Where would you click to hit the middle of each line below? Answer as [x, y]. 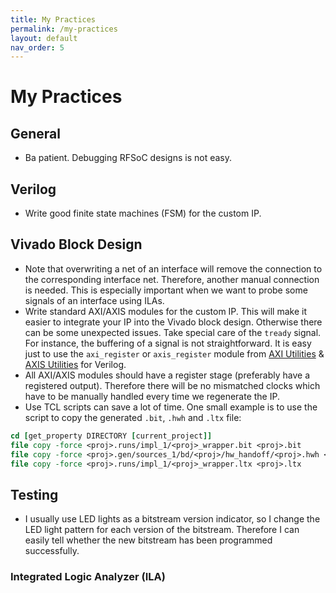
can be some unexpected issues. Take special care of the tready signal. [173, 332]
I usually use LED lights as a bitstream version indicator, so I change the [172, 519]
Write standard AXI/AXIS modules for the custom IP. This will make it [165, 311]
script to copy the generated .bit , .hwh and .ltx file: [133, 417]
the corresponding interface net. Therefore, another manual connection [172, 279]
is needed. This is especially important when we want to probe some [166, 290]
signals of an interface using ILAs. [94, 300]
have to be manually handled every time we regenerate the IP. [152, 396]
